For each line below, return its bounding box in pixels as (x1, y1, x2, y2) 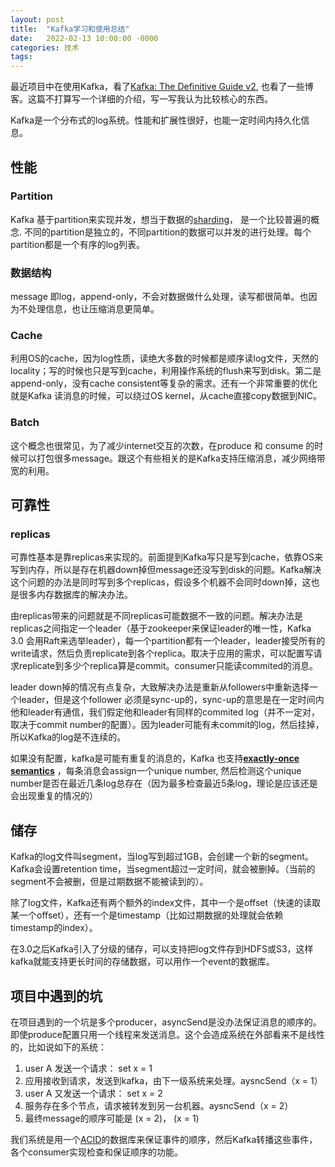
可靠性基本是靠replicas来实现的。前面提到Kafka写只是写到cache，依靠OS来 (10, 551, 324, 563)
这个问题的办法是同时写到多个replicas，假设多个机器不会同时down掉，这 (10, 576, 312, 588)
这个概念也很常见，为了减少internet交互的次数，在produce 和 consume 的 (10, 439, 315, 451)
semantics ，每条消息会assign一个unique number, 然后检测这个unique (10, 765, 302, 777)
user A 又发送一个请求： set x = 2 (24, 1087, 163, 1100)
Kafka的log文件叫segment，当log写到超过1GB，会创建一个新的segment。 (10, 851, 314, 863)
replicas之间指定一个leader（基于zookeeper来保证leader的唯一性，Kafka (10, 622, 312, 635)
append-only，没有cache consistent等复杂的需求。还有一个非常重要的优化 (10, 377, 318, 390)
